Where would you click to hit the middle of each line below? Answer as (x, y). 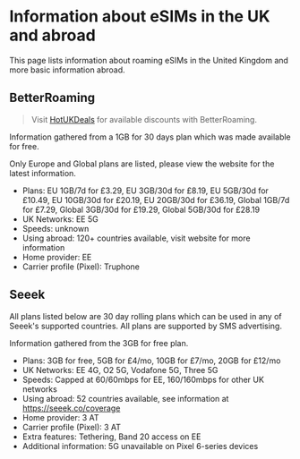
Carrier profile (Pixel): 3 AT (72, 427)
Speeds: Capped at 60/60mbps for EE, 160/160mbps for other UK (143, 379)
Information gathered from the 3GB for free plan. (99, 343)
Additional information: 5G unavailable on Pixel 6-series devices (140, 446)
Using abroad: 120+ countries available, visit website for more (136, 238)
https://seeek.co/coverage (71, 408)
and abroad (52, 35)
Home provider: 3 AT (61, 417)
